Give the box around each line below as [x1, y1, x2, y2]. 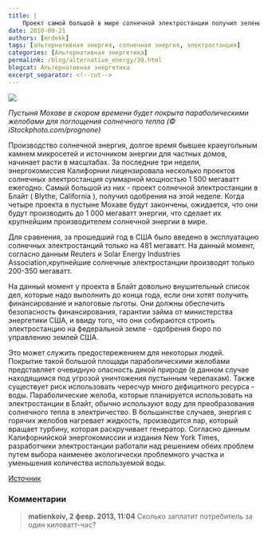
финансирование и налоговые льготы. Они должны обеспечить [8, 298, 226, 308]
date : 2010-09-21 [8, 26, 66, 34]
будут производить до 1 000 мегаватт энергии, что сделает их [8, 208, 222, 218]
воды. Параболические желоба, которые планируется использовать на [8, 390, 253, 400]
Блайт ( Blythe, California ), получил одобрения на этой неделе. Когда [8, 191, 245, 200]
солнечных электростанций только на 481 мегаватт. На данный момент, [8, 240, 255, 250]
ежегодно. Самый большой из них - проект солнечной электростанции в [8, 183, 258, 192]
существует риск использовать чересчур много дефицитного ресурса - [8, 381, 255, 391]
